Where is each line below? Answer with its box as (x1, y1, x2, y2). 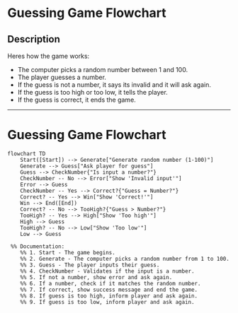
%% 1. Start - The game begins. (20, 249, 115, 256)
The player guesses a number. (17, 73, 106, 81)
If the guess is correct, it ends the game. (17, 95, 136, 104)
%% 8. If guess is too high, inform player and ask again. (20, 292, 198, 300)
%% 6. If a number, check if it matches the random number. (20, 280, 201, 287)
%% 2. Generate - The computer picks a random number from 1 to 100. (20, 255, 230, 262)
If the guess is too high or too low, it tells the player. (17, 88, 168, 96)
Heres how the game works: (7, 52, 90, 60)
